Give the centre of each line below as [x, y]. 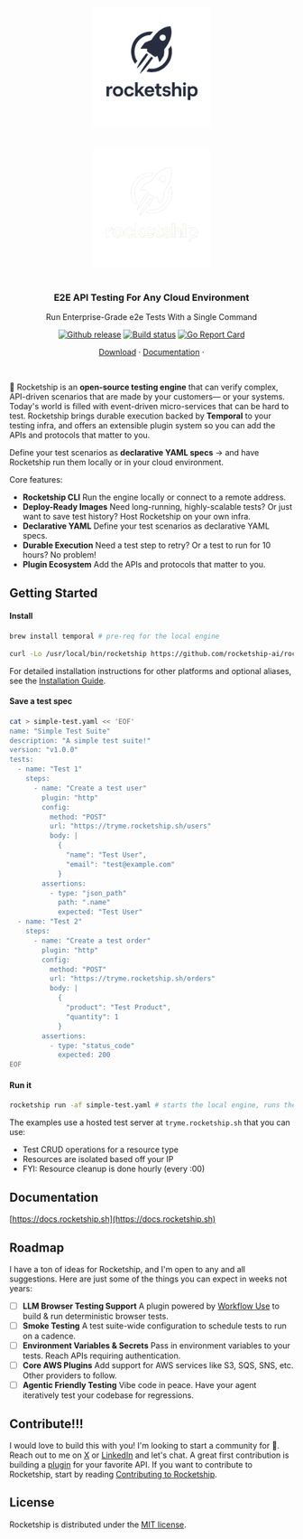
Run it [20, 1084]
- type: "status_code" [92, 1046]
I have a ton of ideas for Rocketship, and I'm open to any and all [128, 1269]
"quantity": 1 [92, 1017]
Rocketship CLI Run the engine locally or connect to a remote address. [154, 497]
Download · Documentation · [151, 352]
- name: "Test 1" [50, 769]
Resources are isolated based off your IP [98, 1159]
